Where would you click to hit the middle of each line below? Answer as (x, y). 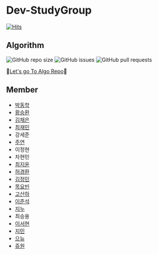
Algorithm (25, 45)
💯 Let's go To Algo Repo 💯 (37, 71)
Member (22, 90)
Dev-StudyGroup (49, 10)
